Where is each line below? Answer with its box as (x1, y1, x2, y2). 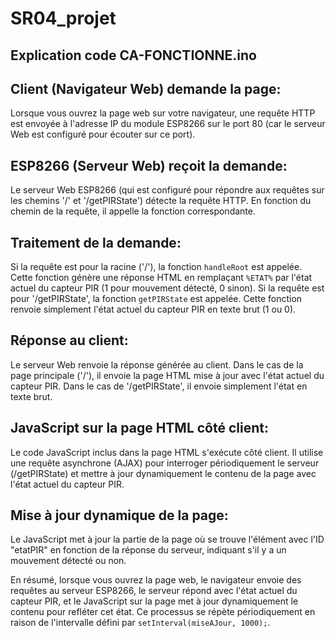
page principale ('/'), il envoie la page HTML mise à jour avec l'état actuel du (10, 369, 325, 381)
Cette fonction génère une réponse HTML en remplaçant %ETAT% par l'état (10, 272, 313, 284)
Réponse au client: (10, 332, 129, 349)
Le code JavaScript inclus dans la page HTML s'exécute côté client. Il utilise (10, 446, 324, 458)
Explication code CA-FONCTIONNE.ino (10, 47, 257, 64)
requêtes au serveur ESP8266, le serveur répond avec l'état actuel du (10, 585, 298, 597)
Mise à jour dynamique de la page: (10, 507, 229, 524)
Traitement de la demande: (10, 234, 182, 251)
